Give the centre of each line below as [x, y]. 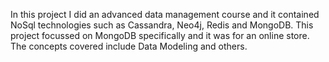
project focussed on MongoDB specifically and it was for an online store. [160, 35]
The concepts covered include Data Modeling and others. [129, 46]
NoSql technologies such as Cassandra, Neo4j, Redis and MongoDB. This [162, 25]
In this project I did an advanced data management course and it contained [165, 14]
